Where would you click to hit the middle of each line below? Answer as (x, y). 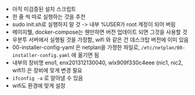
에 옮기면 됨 (85, 55)
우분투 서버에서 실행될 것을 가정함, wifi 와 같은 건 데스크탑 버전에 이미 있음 (100, 40)
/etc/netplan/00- (163, 48)
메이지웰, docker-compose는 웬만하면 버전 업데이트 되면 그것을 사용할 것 (100, 32)
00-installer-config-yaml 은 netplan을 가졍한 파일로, (76, 47)
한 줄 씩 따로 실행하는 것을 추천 (49, 17)
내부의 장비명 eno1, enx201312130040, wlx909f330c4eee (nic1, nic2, (97, 63)
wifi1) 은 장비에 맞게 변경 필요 (47, 70)
